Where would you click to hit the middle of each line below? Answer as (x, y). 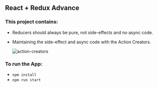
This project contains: (32, 22)
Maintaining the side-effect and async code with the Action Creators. (81, 42)
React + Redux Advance (42, 8)
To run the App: (24, 64)
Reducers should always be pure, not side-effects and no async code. (83, 32)
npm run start (26, 80)
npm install (24, 75)
